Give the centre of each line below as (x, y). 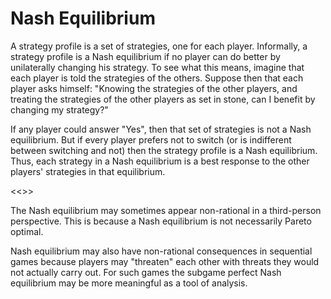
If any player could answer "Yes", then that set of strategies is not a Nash (161, 129)
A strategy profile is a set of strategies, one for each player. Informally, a (159, 46)
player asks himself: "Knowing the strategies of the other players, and (154, 88)
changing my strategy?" (59, 109)
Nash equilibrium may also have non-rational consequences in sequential (161, 251)
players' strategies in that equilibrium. (88, 171)
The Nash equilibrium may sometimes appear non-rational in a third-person (166, 210)
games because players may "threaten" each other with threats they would (165, 261)
